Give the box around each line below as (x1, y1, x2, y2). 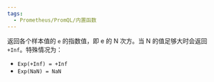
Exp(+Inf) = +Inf (17, 60, 68, 67)
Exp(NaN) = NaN (17, 67, 62, 75)
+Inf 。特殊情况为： (7, 45, 63, 54)
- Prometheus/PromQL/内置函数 (13, 17, 97, 24)
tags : (7, 10, 23, 17)
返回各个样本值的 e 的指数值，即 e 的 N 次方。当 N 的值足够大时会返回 (7, 36, 207, 45)
